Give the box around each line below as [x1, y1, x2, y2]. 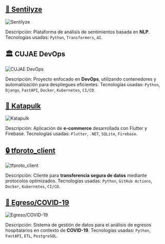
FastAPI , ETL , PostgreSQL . [5, 233, 58, 239]
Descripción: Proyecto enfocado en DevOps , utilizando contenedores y [5, 76, 157, 82]
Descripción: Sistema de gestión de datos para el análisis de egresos [5, 222, 152, 228]
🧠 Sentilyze [5, 5, 43, 14]
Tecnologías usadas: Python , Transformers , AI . [5, 34, 103, 40]
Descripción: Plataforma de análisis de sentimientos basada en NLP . [5, 29, 150, 35]
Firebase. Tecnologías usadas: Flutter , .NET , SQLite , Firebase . [5, 130, 138, 137]
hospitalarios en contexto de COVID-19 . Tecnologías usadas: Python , [5, 227, 151, 234]
